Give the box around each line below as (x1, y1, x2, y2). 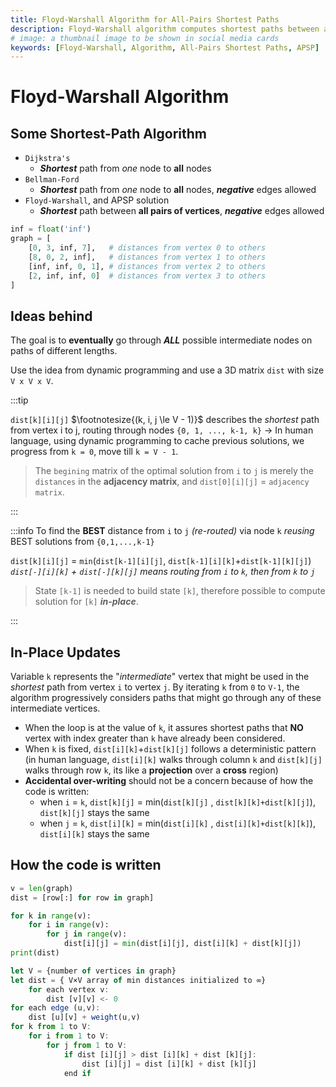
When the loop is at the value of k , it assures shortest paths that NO (24, 722, 304, 733)
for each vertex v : (28, 984, 110, 995)
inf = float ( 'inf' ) (10, 224, 92, 235)
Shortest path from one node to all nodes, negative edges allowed (39, 184, 317, 196)
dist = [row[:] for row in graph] (10, 892, 155, 903)
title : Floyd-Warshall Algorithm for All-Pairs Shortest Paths (10, 14, 280, 25)
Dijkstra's (24, 154, 71, 164)
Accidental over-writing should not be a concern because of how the (24, 775, 314, 786)
